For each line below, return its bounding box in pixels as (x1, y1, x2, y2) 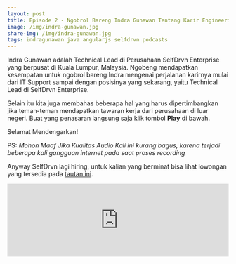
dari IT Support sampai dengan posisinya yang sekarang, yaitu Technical (7, 78, 218, 86)
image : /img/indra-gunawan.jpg (7, 23, 99, 30)
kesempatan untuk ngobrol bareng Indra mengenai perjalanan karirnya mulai (7, 71, 229, 79)
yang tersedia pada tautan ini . (7, 170, 93, 178)
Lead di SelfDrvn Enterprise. (7, 86, 89, 94)
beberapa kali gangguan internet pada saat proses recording (7, 149, 185, 157)
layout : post (7, 10, 46, 18)
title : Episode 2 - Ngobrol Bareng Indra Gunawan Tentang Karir (7, 17, 199, 24)
